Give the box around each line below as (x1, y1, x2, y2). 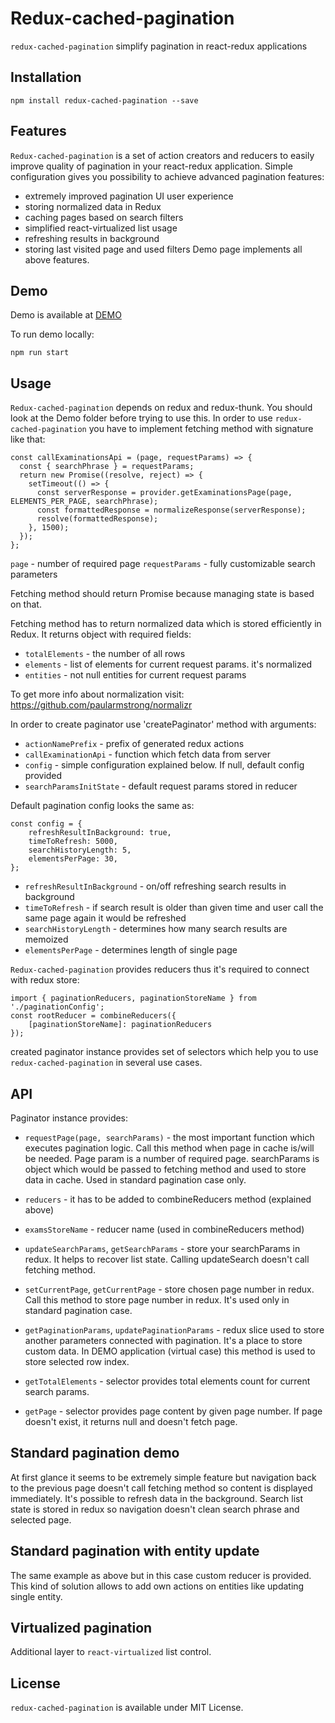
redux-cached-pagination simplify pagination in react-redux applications (10, 40, 308, 52)
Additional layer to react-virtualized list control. (10, 1646, 212, 1658)
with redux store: (10, 974, 80, 986)
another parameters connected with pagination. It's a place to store (24, 1335, 303, 1346)
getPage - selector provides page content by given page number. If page (24, 1405, 323, 1417)
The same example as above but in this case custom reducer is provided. (10, 1569, 312, 1581)
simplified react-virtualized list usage (24, 222, 178, 234)
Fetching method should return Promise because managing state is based (10, 588, 315, 600)
